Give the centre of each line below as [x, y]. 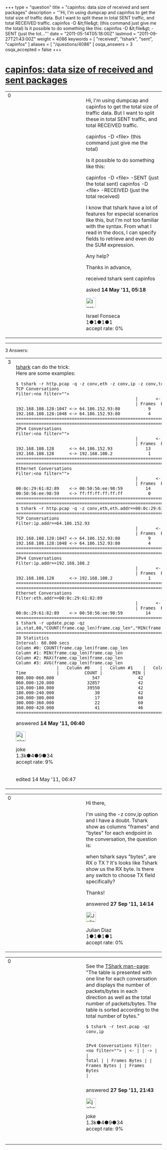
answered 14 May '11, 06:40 [50, 723]
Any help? [98, 256]
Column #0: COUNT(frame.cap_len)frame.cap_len [72, 648]
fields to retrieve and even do [120, 239]
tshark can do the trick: [43, 367]
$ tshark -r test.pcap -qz [118, 1026]
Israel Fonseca [103, 316]
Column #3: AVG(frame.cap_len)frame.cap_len [69, 663]
